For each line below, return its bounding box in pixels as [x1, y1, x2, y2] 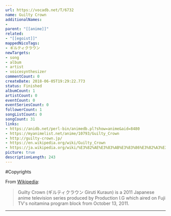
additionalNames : [5, 17, 42, 22]
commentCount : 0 [5, 74, 40, 79]
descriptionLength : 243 [5, 155, 56, 160]
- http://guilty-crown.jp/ [5, 136, 63, 141]
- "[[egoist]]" [5, 36, 38, 41]
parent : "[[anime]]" [5, 27, 49, 32]
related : [5, 31, 24, 36]
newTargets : [5, 50, 31, 55]
